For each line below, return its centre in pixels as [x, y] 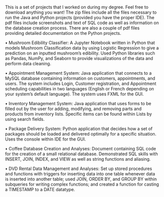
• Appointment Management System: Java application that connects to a [78, 73]
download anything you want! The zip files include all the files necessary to [81, 12]
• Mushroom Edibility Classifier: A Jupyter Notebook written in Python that [80, 43]
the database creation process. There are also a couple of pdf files [72, 28]
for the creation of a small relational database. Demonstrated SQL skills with [82, 154]
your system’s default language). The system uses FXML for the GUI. [74, 94]
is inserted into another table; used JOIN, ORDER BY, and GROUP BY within [81, 179]
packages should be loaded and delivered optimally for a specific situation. [81, 134]
